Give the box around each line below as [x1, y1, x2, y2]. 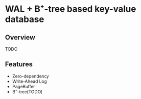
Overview [5, 33, 36, 41]
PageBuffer [12, 83, 35, 89]
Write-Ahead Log [12, 78, 47, 84]
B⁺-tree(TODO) [12, 89, 43, 95]
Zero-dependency [12, 73, 49, 79]
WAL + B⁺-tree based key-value [5, 3, 136, 15]
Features [5, 60, 33, 69]
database [5, 14, 45, 25]
